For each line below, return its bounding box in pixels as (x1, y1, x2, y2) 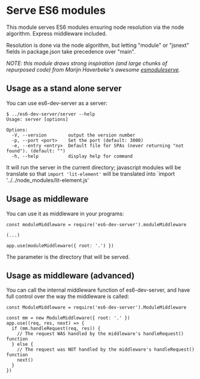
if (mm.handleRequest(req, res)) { (11, 325, 101, 331)
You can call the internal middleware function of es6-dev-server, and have (6, 286, 190, 294)
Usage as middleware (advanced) (6, 270, 135, 280)
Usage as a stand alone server (6, 84, 122, 94)
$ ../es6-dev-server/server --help (6, 111, 95, 117)
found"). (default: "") (6, 148, 66, 154)
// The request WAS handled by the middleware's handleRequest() (17, 331, 184, 337)
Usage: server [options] (6, 116, 68, 122)
